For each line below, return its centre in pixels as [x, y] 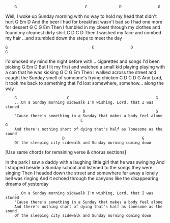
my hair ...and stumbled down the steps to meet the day [64, 38]
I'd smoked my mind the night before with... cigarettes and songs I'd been [83, 61]
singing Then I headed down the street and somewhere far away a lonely [82, 173]
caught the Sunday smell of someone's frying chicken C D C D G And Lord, [84, 78]
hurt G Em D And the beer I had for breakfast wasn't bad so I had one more [84, 22]
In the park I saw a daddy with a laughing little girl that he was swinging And [85, 162]
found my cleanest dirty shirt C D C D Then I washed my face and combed [83, 32]
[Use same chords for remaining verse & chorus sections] [66, 152]
